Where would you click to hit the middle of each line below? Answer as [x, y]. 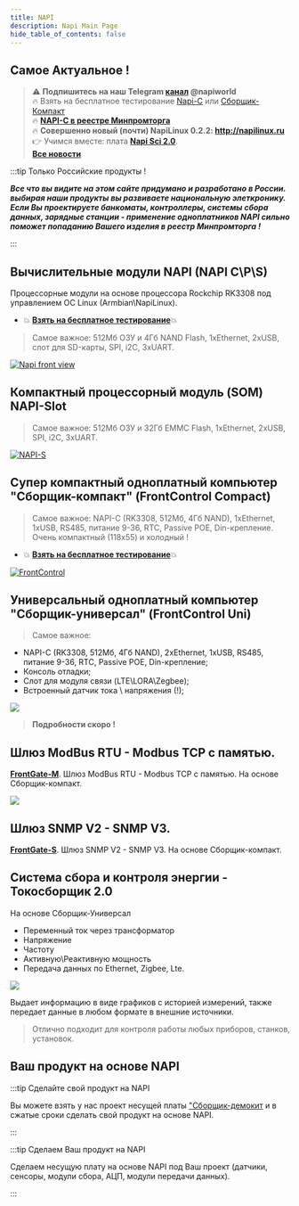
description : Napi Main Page [64, 26]
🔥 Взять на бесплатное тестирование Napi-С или [125, 101]
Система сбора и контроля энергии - [119, 878]
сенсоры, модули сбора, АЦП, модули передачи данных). [120, 1176]
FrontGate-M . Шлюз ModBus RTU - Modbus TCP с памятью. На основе [145, 774]
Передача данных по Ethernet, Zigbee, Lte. [104, 968]
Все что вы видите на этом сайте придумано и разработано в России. [148, 189]
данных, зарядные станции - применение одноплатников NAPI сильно [150, 217]
